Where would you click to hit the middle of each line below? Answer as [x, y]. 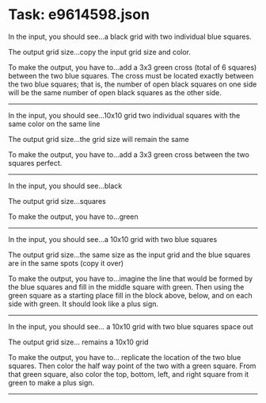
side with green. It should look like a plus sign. [84, 304]
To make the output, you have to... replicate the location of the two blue [125, 357]
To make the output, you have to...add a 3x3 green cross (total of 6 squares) [133, 67]
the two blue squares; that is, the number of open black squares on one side [133, 84]
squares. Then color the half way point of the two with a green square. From [132, 366]
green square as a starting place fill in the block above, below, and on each [130, 295]
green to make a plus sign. [51, 382]
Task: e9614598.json [79, 15]
